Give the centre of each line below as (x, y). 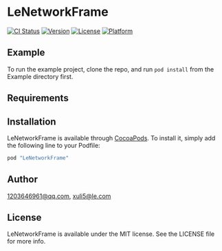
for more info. (26, 241)
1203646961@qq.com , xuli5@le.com (59, 196)
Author (22, 179)
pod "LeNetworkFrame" (38, 158)
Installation (32, 121)
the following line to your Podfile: (54, 145)
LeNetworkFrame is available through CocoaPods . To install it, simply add (111, 138)
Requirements (38, 98)
